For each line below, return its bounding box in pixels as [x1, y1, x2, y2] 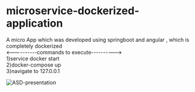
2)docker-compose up [6, 61, 61, 68]
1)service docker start [6, 55, 59, 62]
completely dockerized [6, 42, 62, 50]
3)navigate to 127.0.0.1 [6, 67, 60, 74]
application [6, 17, 64, 30]
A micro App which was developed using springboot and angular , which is [6, 36, 190, 43]
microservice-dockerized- [6, 4, 140, 18]
